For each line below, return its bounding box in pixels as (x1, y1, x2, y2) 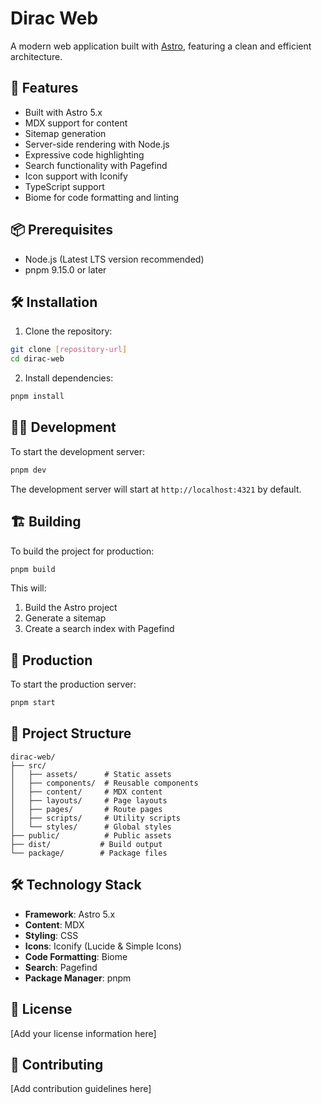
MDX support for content (24, 117, 128, 129)
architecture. (10, 50, 63, 62)
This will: (10, 582, 47, 594)
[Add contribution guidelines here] (10, 1083, 152, 1095)
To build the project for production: (10, 545, 155, 557)
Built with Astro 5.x (24, 106, 103, 118)
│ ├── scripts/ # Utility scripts (10, 813, 182, 823)
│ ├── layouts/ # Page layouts (10, 795, 168, 806)
